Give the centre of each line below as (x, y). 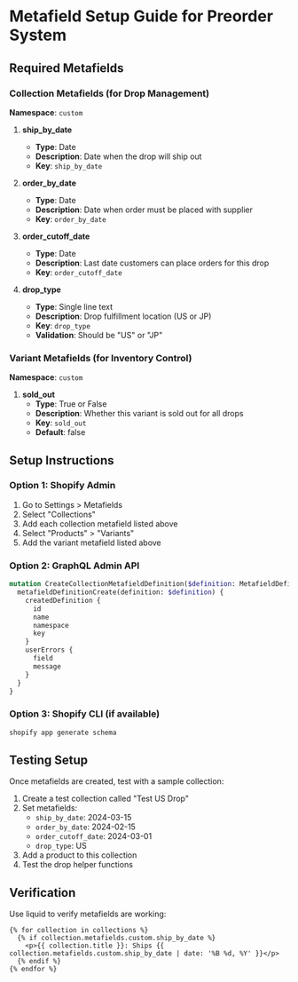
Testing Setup (49, 760)
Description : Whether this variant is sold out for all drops (139, 414)
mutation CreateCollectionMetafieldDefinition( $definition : (123, 584)
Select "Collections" (59, 514)
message (47, 666)
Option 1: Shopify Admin (63, 486)
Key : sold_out (61, 423)
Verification (43, 893)
